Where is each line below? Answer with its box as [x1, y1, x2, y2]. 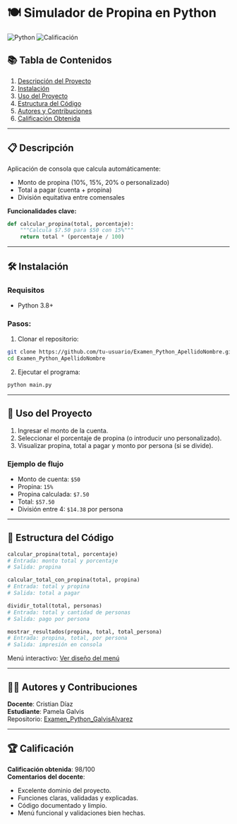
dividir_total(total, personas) [7, 602, 102, 610]
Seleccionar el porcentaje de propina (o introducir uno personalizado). [17, 434, 222, 442]
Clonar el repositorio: [17, 335, 79, 344]
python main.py [7, 381, 52, 388]
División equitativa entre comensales [17, 193, 125, 201]
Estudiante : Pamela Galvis [7, 708, 85, 716]
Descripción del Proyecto [17, 76, 92, 85]
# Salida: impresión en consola [7, 641, 102, 648]
